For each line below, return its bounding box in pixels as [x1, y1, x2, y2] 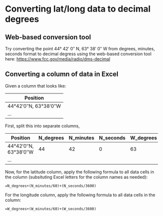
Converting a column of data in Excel [5, 70, 119, 78]
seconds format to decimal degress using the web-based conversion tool [5, 51, 152, 57]
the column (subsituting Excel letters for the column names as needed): [5, 174, 148, 180]
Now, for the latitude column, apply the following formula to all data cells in [5, 169, 154, 175]
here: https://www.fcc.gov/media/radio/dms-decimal [5, 56, 111, 62]
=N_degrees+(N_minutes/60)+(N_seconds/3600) [5, 183, 97, 188]
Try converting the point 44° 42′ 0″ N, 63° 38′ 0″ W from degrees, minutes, [5, 46, 155, 51]
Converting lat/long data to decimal [5, 3, 151, 15]
